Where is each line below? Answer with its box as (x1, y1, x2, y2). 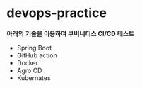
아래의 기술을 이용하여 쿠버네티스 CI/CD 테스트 (6, 29, 135, 38)
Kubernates (16, 73, 51, 82)
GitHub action (16, 51, 57, 60)
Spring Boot (16, 43, 52, 52)
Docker (16, 58, 39, 67)
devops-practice (6, 5, 107, 21)
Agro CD (16, 66, 42, 75)
